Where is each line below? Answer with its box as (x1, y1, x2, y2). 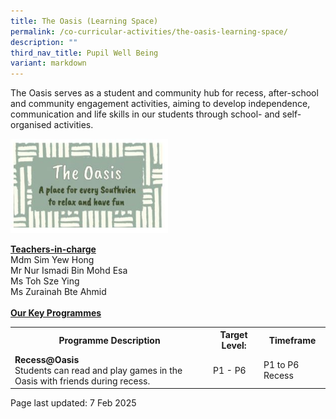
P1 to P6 (263, 359, 300, 371)
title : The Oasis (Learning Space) (10, 16, 159, 26)
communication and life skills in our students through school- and (10, 108, 281, 120)
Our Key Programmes (10, 306, 102, 319)
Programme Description (58, 334, 161, 346)
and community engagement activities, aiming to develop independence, (10, 98, 311, 110)
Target (219, 329, 248, 341)
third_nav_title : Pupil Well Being (10, 48, 159, 58)
